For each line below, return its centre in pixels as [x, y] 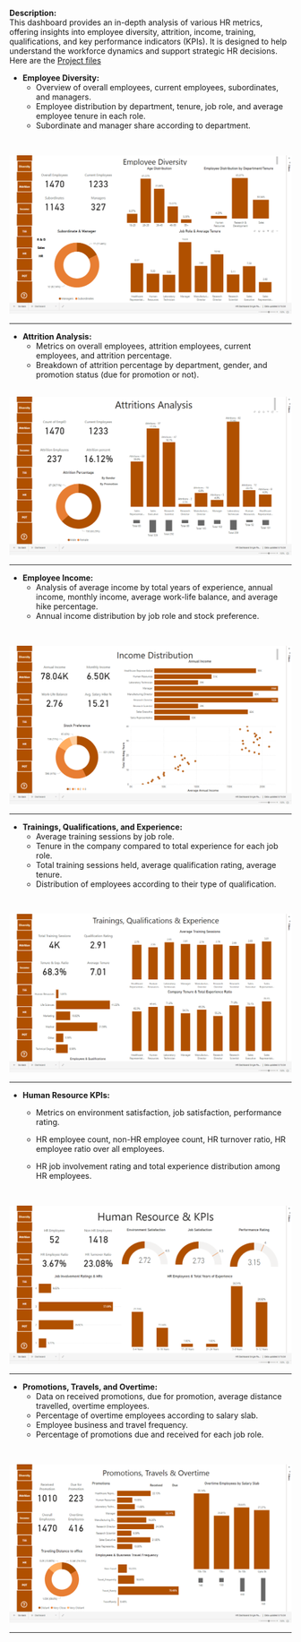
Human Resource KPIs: [66, 1095]
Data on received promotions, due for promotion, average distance [159, 1396]
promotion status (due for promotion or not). [117, 374]
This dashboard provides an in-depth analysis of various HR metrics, [136, 22]
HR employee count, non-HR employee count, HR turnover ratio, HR [161, 1139]
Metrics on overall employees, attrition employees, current [143, 346]
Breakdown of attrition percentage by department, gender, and [151, 365]
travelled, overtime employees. [92, 1406]
